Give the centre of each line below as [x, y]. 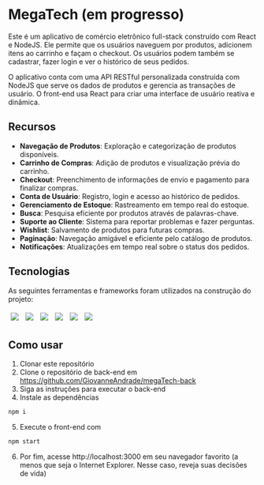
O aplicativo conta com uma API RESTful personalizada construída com [124, 77]
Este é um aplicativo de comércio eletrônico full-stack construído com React [132, 36]
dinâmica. [24, 102]
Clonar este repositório [57, 364]
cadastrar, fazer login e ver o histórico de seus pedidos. [99, 62]
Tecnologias [39, 271]
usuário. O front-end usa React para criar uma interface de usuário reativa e [132, 93]
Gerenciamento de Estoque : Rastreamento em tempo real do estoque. [134, 205]
